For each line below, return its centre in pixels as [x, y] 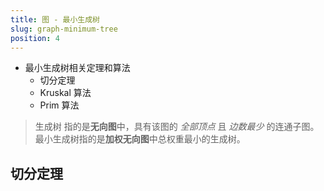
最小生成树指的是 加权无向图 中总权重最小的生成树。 [140, 139]
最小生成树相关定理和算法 [77, 68]
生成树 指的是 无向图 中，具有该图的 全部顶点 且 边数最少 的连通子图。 [177, 127]
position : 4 [35, 38]
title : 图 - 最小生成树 [55, 19]
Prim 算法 [59, 105]
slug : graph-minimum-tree [64, 29]
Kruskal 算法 [65, 93]
